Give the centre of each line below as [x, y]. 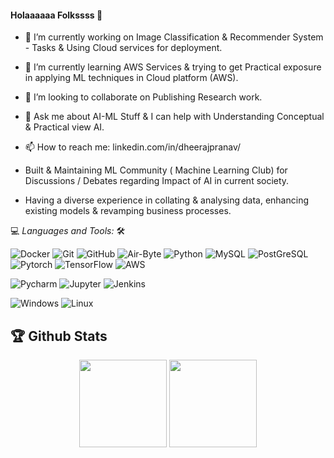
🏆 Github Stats [59, 336]
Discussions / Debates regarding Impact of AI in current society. [157, 181]
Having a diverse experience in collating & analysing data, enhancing [166, 200]
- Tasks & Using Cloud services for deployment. [123, 48]
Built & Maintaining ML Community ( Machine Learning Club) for [156, 170]
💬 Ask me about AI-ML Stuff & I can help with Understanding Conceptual [174, 117]
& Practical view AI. [64, 127]
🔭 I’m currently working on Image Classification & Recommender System [174, 37]
